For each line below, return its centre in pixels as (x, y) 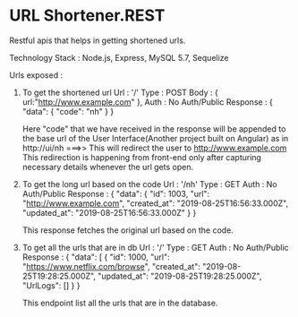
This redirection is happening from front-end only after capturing (142, 157)
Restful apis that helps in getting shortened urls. (98, 40)
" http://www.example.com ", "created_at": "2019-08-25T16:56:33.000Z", (155, 203)
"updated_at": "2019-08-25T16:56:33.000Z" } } (109, 212)
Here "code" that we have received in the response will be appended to (154, 129)
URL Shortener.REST (87, 16)
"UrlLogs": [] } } (51, 285)
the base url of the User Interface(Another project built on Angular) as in (155, 138)
